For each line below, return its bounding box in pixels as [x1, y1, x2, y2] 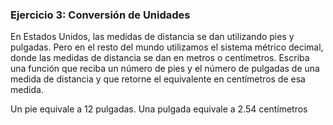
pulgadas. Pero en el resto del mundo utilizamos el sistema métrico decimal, [10, 41, 324, 53]
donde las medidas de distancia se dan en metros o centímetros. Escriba [10, 52, 310, 64]
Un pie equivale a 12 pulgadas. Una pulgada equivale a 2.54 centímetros [10, 103, 308, 115]
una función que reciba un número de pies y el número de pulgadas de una [10, 63, 320, 75]
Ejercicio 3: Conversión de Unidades [10, 8, 191, 22]
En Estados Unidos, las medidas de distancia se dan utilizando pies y [10, 31, 295, 43]
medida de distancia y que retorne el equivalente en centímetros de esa [10, 73, 306, 85]
